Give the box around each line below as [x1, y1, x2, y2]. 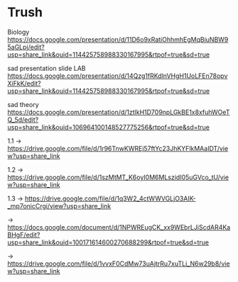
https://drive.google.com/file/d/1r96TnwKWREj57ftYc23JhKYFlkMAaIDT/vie [7, 144, 229, 152]
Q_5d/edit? [7, 115, 39, 124]
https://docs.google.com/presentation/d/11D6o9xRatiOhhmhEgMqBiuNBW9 [7, 35, 229, 43]
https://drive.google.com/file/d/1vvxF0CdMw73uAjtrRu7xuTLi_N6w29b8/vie [7, 259, 230, 268]
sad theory [7, 100, 39, 108]
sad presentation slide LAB [7, 64, 87, 72]
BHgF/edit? [7, 230, 40, 239]
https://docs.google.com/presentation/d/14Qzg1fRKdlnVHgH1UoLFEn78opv [7, 72, 228, 80]
